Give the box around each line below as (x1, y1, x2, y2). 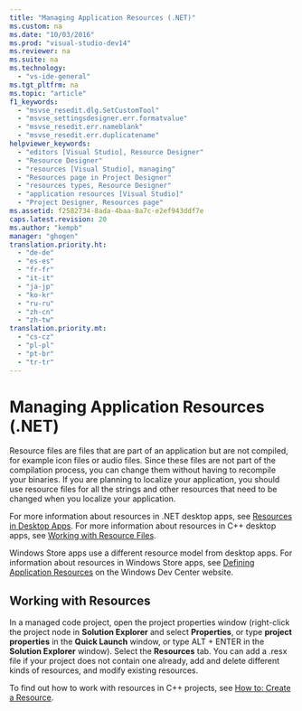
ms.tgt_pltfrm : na (9, 80, 79, 89)
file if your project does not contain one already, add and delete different (9, 656, 280, 667)
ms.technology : (9, 64, 67, 73)
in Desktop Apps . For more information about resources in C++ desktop (9, 520, 277, 531)
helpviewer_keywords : (9, 139, 91, 148)
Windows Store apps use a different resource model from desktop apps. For (9, 547, 293, 558)
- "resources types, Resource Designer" (17, 182, 172, 191)
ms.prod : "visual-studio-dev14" (9, 38, 131, 48)
